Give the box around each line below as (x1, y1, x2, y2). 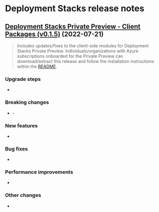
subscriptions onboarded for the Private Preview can (17, 53, 123, 59)
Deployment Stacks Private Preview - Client (5, 22, 140, 31)
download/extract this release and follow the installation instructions (17, 58, 155, 64)
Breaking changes (5, 99, 49, 106)
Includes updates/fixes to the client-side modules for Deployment (17, 43, 149, 49)
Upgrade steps (5, 76, 41, 82)
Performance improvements (5, 169, 73, 175)
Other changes (5, 192, 41, 199)
